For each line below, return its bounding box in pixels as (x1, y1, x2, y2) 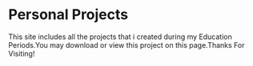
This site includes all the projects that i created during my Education (8, 32, 232, 41)
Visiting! (8, 49, 35, 58)
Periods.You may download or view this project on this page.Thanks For (8, 40, 245, 49)
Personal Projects (8, 6, 129, 24)
